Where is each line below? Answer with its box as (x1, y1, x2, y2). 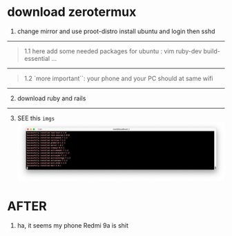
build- (203, 46, 221, 55)
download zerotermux (7, 4, 137, 20)
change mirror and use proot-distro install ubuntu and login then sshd (17, 27, 215, 35)
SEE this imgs (17, 114, 55, 122)
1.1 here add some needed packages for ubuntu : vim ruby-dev (23, 46, 202, 55)
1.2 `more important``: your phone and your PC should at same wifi (23, 74, 213, 82)
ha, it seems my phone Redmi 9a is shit (17, 221, 129, 229)
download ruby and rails (17, 94, 86, 102)
